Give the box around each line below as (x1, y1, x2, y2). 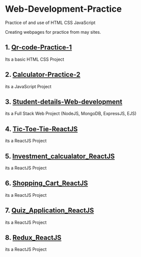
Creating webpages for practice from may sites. (5, 29, 101, 35)
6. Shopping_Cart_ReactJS (5, 179, 88, 187)
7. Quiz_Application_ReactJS (5, 207, 94, 215)
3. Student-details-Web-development (5, 97, 122, 106)
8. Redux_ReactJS (5, 234, 62, 242)
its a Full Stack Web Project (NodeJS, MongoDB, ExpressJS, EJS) (5, 111, 137, 117)
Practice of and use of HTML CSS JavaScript (5, 20, 96, 25)
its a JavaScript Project (5, 83, 52, 89)
